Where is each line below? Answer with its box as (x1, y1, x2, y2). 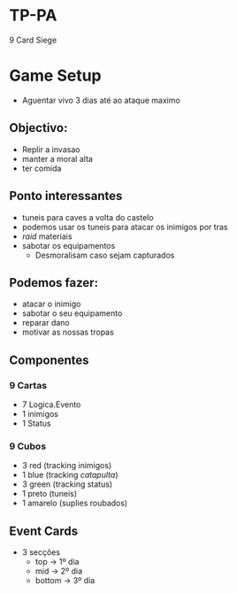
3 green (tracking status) (21, 479, 113, 489)
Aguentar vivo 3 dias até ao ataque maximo (21, 95, 181, 105)
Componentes (9, 352, 90, 367)
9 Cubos (9, 440, 47, 452)
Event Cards (9, 523, 78, 538)
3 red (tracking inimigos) (21, 460, 112, 471)
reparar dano (21, 318, 71, 328)
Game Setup (9, 65, 102, 86)
